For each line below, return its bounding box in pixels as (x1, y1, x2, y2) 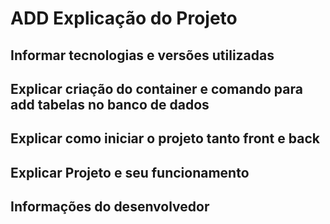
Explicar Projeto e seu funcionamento (10, 164, 250, 181)
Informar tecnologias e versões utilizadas (10, 47, 275, 64)
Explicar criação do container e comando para (10, 80, 303, 97)
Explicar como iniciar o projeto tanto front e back (10, 130, 320, 147)
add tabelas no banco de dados (10, 96, 210, 113)
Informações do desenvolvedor (10, 198, 210, 216)
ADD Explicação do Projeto (10, 7, 238, 30)
